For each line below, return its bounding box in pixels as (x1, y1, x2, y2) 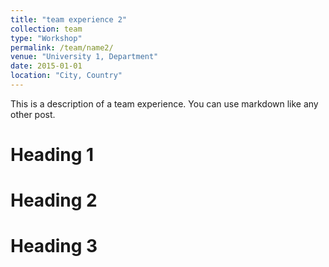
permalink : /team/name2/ (10, 42, 114, 53)
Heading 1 (10, 144, 95, 166)
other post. (10, 108, 56, 120)
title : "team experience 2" (10, 14, 128, 25)
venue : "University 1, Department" (10, 52, 159, 62)
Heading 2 (10, 189, 98, 212)
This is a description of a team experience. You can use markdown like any (10, 97, 319, 110)
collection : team (10, 24, 83, 34)
